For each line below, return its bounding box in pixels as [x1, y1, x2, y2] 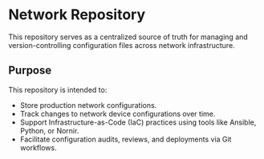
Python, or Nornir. [19, 125, 79, 135]
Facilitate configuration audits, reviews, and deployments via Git [19, 134, 232, 144]
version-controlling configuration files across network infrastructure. [8, 40, 235, 50]
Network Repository [8, 6, 146, 24]
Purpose [8, 64, 52, 78]
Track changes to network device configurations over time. [19, 109, 216, 118]
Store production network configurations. [19, 100, 157, 109]
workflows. [19, 142, 58, 153]
